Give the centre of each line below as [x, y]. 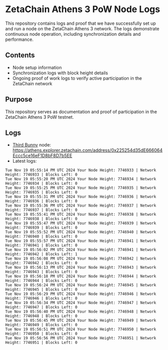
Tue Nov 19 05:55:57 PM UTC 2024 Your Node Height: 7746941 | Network [81, 241]
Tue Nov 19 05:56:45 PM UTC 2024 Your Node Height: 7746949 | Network [81, 321]
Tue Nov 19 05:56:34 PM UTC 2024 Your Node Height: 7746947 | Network [81, 303]
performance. [19, 39]
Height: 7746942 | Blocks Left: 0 [41, 263]
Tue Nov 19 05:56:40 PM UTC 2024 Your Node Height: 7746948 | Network [81, 312]
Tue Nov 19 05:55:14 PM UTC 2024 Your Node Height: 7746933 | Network [81, 170]
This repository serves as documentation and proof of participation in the [81, 112]
